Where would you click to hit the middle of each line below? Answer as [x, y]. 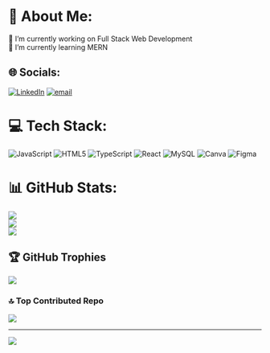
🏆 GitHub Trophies [57, 258]
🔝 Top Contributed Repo [56, 301]
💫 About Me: [51, 16]
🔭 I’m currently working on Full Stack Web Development [100, 39]
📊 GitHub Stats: [63, 187]
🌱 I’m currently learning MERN [58, 47]
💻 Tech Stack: [58, 126]
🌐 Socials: [35, 73]
